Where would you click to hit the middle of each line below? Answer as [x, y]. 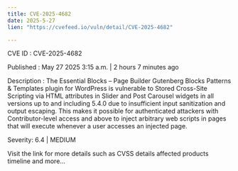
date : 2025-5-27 [31, 21]
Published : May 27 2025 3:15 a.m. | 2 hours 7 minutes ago [93, 67]
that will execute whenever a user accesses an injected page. [97, 126]
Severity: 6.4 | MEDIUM [42, 140]
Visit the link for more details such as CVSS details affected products [108, 154]
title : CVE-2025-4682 [39, 14]
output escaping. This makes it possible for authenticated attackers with [113, 111]
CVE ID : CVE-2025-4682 [45, 53]
